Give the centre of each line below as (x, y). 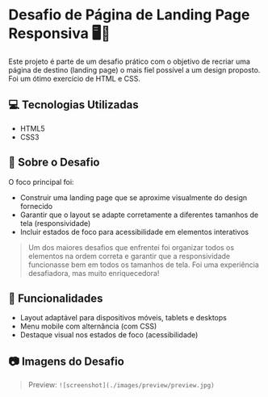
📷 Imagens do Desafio (67, 361)
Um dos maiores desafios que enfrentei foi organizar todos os (131, 247)
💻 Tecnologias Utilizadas (73, 105)
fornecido (36, 206)
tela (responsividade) (55, 223)
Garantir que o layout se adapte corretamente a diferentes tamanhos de (139, 215)
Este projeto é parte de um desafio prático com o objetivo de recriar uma (129, 61)
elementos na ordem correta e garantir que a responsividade (129, 256)
